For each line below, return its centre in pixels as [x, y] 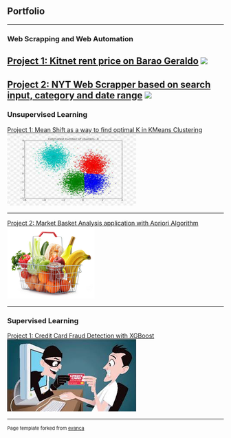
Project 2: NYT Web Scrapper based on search [109, 84]
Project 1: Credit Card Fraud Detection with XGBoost [81, 336]
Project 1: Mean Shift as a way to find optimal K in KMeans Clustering [105, 129]
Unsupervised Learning [47, 115]
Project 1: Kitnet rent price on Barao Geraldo [103, 61]
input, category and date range [75, 95]
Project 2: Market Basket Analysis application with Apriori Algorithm [103, 223]
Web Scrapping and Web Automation [70, 39]
